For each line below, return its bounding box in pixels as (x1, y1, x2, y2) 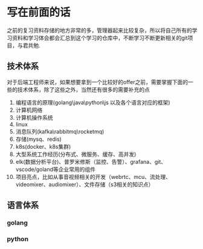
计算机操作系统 (15, 114, 53, 121)
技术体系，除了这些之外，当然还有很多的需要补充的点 (17, 86, 150, 93)
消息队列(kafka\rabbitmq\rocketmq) (15, 128, 105, 135)
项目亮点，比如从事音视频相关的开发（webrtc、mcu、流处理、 (15, 173, 172, 180)
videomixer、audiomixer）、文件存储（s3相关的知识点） (15, 181, 154, 188)
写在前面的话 (7, 5, 71, 19)
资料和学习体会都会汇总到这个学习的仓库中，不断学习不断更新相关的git (11, 34, 188, 41)
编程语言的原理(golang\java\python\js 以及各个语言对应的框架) (15, 99, 171, 106)
